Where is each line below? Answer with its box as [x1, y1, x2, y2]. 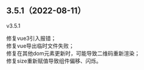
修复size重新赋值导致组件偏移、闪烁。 [6, 57, 102, 65]
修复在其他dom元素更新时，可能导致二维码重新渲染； [6, 49, 140, 57]
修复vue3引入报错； [6, 34, 57, 42]
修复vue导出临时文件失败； [6, 42, 75, 49]
